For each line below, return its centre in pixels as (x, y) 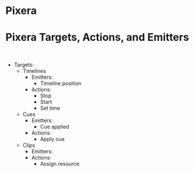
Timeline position (61, 83)
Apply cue (52, 139)
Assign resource (60, 164)
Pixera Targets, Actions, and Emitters (97, 38)
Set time (50, 108)
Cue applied (55, 127)
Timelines (34, 71)
